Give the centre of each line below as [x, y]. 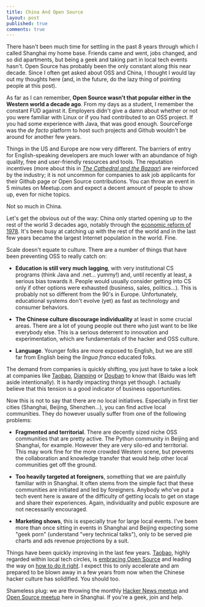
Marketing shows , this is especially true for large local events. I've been [106, 521]
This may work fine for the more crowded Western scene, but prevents [104, 452]
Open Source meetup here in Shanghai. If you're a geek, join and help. [95, 597]
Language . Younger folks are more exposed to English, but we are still [104, 351]
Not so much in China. [34, 206]
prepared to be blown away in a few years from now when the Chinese [95, 573]
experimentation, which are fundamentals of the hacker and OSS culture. [107, 339]
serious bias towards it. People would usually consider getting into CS [103, 281]
